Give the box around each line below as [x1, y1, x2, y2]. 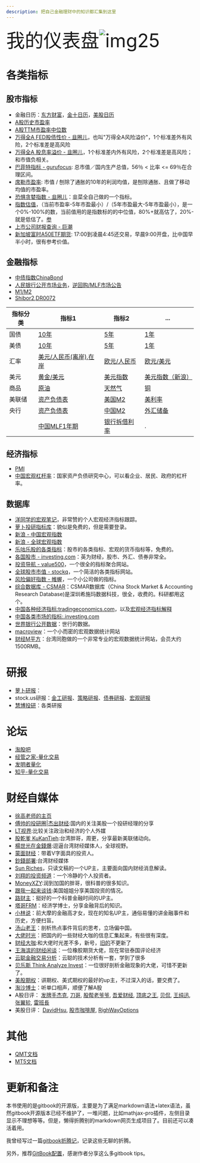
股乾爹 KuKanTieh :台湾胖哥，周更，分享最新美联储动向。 [14, 834, 154, 842]
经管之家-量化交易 [14, 753, 60, 760]
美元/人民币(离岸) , [37, 353, 89, 361]
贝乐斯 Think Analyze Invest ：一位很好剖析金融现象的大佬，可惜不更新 [14, 961, 187, 968]
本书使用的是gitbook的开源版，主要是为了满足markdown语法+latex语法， [6, 1101, 186, 1109]
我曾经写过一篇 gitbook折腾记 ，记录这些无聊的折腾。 [6, 1137, 135, 1144]
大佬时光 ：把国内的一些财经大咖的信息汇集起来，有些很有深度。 [14, 931, 171, 938]
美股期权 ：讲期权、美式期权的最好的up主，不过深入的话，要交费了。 [14, 976, 183, 983]
